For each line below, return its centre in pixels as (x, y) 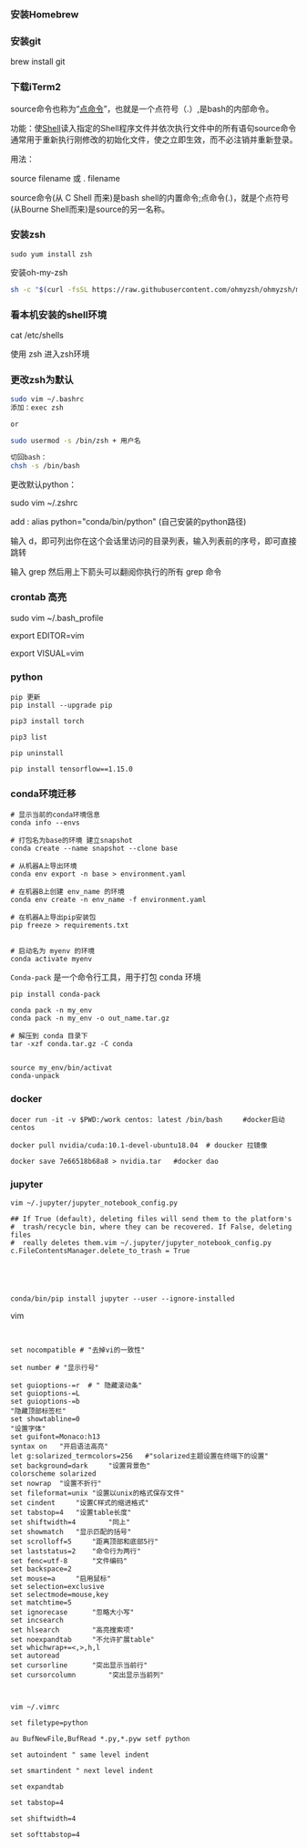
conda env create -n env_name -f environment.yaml (108, 900)
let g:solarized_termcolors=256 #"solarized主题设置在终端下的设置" (139, 1457)
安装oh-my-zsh (39, 272)
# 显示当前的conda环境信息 (56, 815)
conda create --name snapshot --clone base (94, 849)
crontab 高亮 (39, 597)
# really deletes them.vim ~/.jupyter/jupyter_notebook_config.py (141, 1243)
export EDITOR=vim (47, 635)
